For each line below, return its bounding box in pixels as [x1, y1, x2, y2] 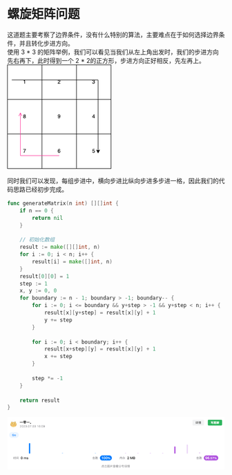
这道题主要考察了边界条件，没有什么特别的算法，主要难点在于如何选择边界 [7, 30, 219, 39]
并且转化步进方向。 [19, 39, 74, 47]
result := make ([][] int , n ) [19, 243, 100, 251]
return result [19, 397, 60, 404]
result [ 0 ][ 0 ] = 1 [19, 272, 70, 280]
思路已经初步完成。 [12, 185, 68, 194]
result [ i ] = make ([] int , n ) [32, 258, 113, 265]
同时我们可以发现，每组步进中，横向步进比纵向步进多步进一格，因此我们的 [7, 176, 219, 185]
